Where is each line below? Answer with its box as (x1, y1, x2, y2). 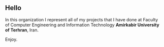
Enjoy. (5, 36, 18, 42)
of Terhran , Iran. (5, 27, 39, 33)
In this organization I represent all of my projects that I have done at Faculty (5, 16, 159, 22)
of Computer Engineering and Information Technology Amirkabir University (5, 22, 160, 28)
